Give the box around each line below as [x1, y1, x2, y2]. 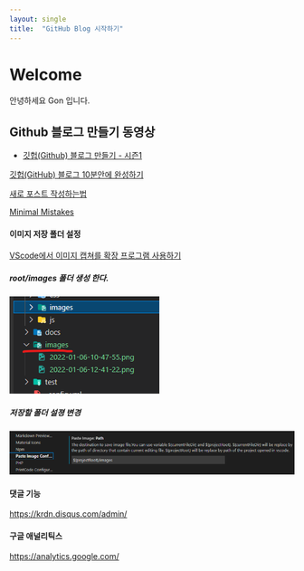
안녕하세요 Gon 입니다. [9, 95, 90, 106]
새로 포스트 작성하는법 [9, 188, 88, 199]
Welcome [9, 64, 82, 85]
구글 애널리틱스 [9, 530, 63, 541]
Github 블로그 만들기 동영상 [9, 124, 156, 139]
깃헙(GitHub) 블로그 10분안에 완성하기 [9, 169, 144, 180]
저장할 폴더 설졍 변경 [9, 407, 81, 418]
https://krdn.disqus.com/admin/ [9, 509, 128, 519]
